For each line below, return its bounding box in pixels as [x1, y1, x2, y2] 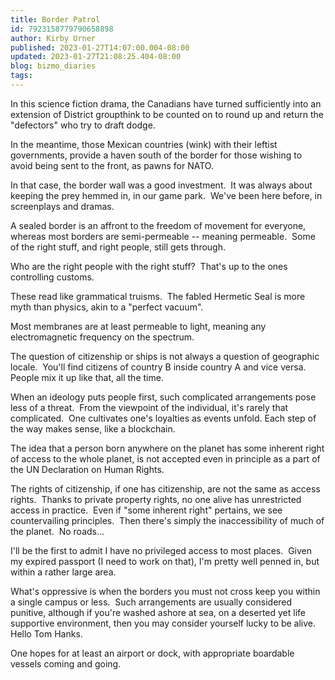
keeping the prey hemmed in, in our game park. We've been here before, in [10, 189, 323, 201]
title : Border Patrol [10, 14, 101, 25]
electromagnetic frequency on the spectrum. [10, 331, 195, 343]
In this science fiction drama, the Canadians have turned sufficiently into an [10, 97, 322, 110]
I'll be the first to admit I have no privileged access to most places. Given [10, 544, 313, 556]
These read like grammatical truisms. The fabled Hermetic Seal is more [10, 290, 306, 302]
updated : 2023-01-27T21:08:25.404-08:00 [10, 52, 182, 62]
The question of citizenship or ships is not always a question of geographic [10, 350, 320, 362]
